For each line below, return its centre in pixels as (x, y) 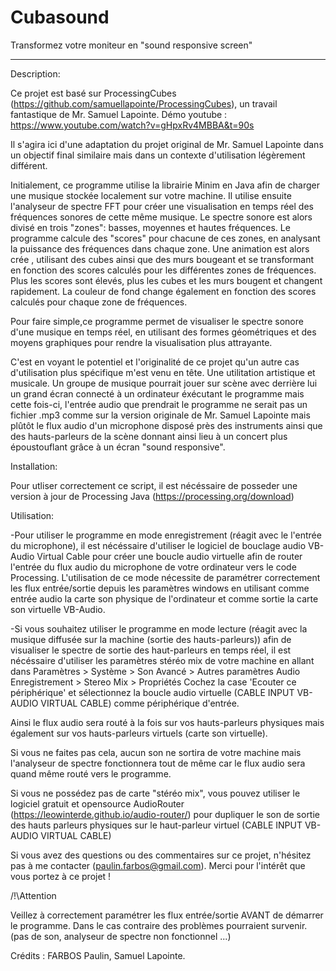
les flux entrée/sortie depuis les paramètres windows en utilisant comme (160, 588)
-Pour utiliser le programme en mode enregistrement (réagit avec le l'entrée (166, 535)
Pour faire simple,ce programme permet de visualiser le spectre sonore (157, 321)
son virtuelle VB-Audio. (58, 609)
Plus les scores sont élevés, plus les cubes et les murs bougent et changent (166, 280)
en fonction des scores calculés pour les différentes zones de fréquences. (163, 270)
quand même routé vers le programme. (91, 773)
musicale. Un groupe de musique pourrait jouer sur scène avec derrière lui (164, 383)
